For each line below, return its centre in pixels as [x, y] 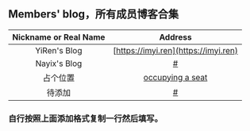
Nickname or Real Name [59, 37]
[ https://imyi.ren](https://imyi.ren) [175, 50]
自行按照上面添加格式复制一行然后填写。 [85, 118]
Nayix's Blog [59, 64]
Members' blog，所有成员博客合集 [94, 14]
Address [175, 37]
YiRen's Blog [59, 50]
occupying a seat [175, 77]
